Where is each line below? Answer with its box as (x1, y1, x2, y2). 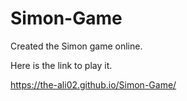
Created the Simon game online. (10, 40, 143, 52)
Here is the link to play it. (10, 59, 113, 71)
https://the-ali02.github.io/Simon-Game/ (10, 78, 177, 91)
